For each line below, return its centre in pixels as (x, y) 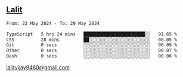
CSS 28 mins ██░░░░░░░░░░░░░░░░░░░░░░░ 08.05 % (92, 40)
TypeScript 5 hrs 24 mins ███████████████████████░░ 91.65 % (92, 34)
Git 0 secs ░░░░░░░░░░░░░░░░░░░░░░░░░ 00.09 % (92, 45)
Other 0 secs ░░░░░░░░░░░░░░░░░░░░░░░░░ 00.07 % (92, 51)
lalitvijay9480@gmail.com (38, 68)
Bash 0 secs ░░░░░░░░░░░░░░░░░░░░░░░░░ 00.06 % (92, 56)
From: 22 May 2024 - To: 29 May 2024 (53, 23)
